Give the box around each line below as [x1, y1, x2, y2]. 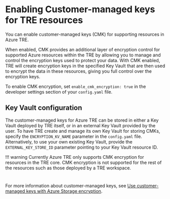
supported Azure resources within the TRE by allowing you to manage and [5, 52, 161, 58]
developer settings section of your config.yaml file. [5, 89, 113, 95]
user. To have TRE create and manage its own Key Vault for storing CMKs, [5, 128, 160, 134]
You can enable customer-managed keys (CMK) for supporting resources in [5, 31, 164, 37]
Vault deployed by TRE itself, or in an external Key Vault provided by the [5, 122, 156, 128]
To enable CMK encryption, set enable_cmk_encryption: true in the [5, 83, 146, 90]
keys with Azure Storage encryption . [26, 188, 103, 194]
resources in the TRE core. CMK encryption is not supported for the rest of [5, 159, 162, 165]
